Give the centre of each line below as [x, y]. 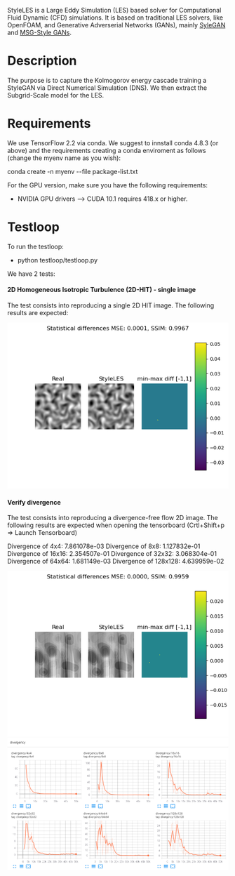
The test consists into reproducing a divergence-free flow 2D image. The [113, 518]
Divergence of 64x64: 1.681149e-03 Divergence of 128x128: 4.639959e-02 [116, 562]
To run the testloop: [36, 246]
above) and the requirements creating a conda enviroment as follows [107, 150]
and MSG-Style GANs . [40, 32]
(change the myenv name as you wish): [64, 158]
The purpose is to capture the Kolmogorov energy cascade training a [107, 80]
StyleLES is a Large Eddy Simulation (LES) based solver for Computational [114, 10]
